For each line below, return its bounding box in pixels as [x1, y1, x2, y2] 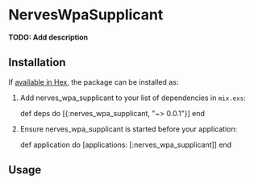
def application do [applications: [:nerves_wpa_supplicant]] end [19, 140, 232, 149]
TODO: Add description [8, 32, 89, 42]
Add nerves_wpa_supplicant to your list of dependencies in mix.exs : [19, 93, 246, 102]
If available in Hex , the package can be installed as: [8, 77, 179, 86]
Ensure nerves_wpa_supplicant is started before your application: [19, 123, 238, 134]
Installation [8, 56, 66, 69]
